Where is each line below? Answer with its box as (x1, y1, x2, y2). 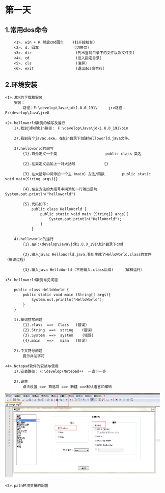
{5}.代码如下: (23, 201, 49, 207)
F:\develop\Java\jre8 (5, 110, 50, 115)
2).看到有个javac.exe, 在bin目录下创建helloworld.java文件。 (14, 136, 132, 141)
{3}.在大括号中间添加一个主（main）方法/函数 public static (23, 171, 151, 176)
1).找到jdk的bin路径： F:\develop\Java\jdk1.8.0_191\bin (14, 126, 129, 131)
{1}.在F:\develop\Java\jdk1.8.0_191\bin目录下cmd (23, 242, 124, 247)
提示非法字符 (23, 353, 45, 359)
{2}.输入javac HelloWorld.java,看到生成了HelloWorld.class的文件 (23, 252, 152, 257)
